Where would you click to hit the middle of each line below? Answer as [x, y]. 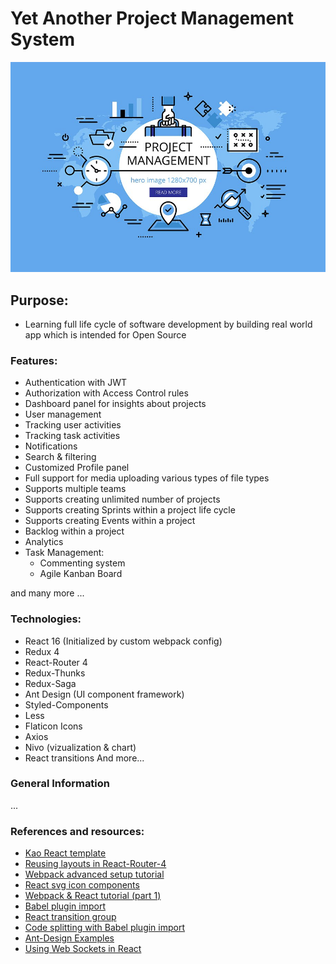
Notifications [51, 446]
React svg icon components [82, 885]
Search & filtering [60, 457]
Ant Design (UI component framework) [104, 694]
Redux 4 [42, 651]
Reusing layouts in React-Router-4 [95, 864]
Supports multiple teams [75, 489]
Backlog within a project [74, 531]
